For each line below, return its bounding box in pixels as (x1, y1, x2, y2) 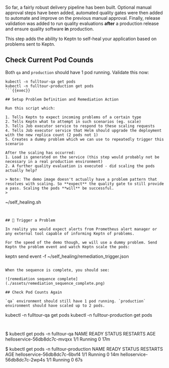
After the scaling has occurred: (5, 150, 76, 155)
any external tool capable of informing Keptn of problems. (5, 231, 135, 236)
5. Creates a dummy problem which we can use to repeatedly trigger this (5, 137, 164, 142)
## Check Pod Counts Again (5, 289, 62, 295)
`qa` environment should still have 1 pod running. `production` (5, 298, 146, 304)
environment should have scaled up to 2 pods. (5, 303, 105, 308)
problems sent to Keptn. (5, 41, 56, 47)
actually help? (5, 168, 37, 173)
